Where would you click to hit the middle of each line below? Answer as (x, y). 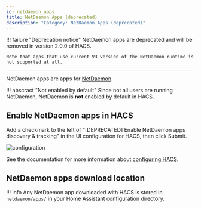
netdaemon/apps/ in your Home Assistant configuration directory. (85, 198)
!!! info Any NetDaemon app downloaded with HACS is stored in (84, 192)
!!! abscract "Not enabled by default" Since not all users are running (90, 91)
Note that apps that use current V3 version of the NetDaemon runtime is (100, 57)
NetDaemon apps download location (76, 178)
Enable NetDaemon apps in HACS (70, 115)
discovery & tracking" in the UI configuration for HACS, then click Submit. (97, 136)
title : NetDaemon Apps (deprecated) (52, 17)
